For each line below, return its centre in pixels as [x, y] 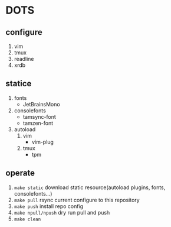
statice [19, 84]
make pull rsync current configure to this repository [77, 200]
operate [20, 173]
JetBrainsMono [41, 104]
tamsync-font [40, 116]
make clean [27, 219]
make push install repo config [49, 206]
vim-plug [43, 142]
